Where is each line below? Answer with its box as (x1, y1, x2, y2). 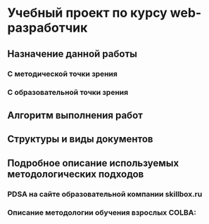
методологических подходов (7, 168, 144, 180)
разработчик (7, 20, 88, 36)
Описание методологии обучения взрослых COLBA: (7, 208, 197, 218)
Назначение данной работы (7, 48, 137, 60)
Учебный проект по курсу (7, 5, 167, 21)
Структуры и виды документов (7, 133, 153, 145)
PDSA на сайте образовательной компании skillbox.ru (7, 189, 203, 199)
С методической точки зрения (7, 69, 118, 79)
